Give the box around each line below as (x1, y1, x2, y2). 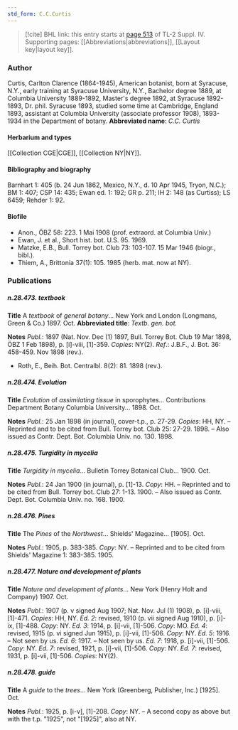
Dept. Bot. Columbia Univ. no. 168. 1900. (7, 495, 126, 504)
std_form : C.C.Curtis (7, 10, 72, 18)
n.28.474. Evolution (7, 378, 67, 387)
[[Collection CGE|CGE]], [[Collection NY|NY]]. (7, 149, 141, 157)
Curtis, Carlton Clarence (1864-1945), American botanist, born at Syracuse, (7, 79, 229, 87)
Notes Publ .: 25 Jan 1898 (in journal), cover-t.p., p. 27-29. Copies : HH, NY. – (7, 417, 231, 426)
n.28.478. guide (7, 667, 55, 676)
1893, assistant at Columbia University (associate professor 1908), (7, 109, 201, 117)
